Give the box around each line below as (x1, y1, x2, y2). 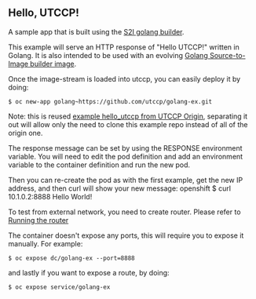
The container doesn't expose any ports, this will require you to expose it (8, 231, 244, 240)
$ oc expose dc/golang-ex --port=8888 (8, 254, 135, 262)
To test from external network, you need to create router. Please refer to (8, 207, 241, 217)
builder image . (30, 59, 77, 68)
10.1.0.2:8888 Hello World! (8, 191, 93, 201)
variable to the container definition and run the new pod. (8, 160, 191, 170)
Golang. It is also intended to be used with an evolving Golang (8, 50, 208, 60)
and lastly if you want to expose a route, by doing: (8, 268, 170, 277)
